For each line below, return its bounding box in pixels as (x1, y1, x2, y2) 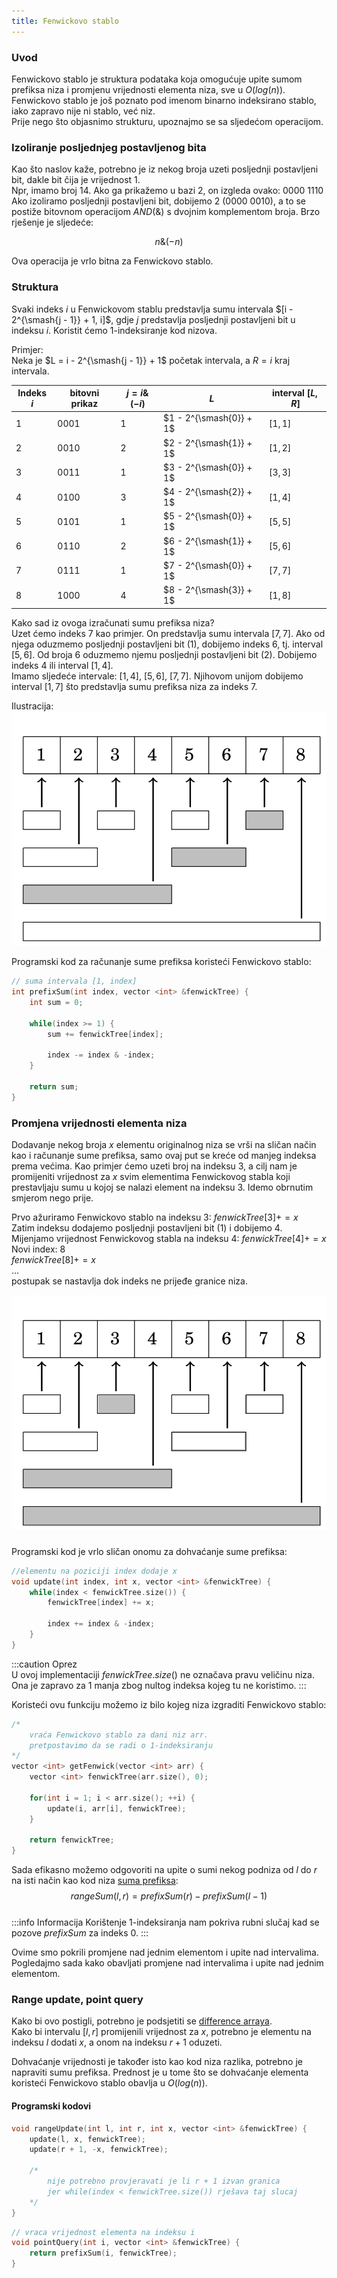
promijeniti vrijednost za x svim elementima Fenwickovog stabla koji (11, 1171, 291, 1183)
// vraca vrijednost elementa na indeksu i (11, 2227, 196, 2237)
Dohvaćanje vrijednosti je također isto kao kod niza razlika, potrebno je (11, 2056, 303, 2068)
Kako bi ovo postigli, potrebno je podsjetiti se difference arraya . (11, 2015, 273, 2027)
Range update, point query (11, 1993, 144, 2007)
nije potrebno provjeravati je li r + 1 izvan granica (47, 2176, 281, 2187)
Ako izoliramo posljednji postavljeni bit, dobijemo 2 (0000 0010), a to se (11, 195, 307, 207)
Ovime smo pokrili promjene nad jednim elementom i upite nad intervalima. (11, 1946, 319, 1959)
